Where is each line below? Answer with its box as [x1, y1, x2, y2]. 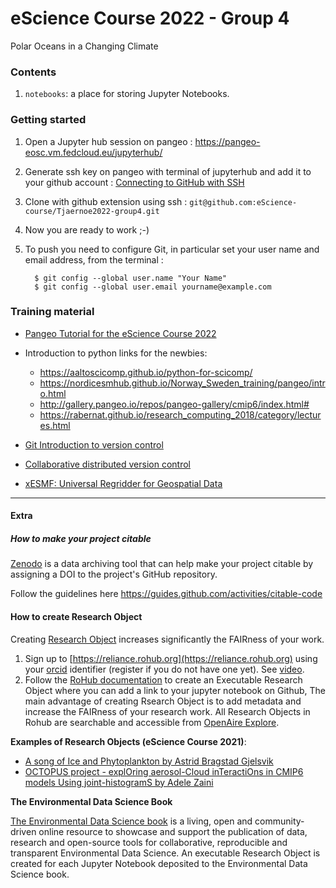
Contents [10, 65, 57, 79]
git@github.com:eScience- [189, 197, 298, 207]
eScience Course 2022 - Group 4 [10, 7, 290, 30]
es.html [39, 419, 71, 431]
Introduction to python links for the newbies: [24, 347, 208, 359]
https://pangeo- [194, 135, 261, 147]
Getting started [10, 113, 87, 127]
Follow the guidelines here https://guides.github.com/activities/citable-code [10, 588, 323, 600]
